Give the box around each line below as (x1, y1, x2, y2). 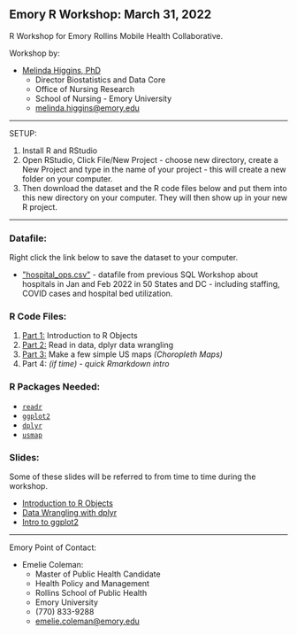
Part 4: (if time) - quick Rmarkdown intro (21, 359, 170, 369)
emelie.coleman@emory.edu (34, 616, 140, 626)
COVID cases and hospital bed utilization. (21, 288, 173, 299)
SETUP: (9, 128, 37, 138)
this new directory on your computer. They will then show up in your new (21, 192, 288, 203)
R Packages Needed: (9, 381, 101, 393)
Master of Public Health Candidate (34, 569, 161, 579)
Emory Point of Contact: (9, 542, 97, 553)
